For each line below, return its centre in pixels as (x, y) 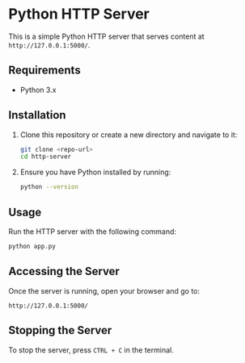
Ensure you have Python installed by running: (95, 172)
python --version (49, 187)
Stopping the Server (60, 330)
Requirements (44, 71)
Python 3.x (38, 90)
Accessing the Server (64, 271)
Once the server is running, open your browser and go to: (104, 290)
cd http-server (46, 157)
